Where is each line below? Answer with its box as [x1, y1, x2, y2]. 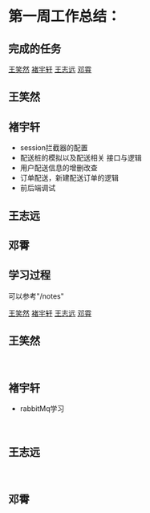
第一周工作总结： [8, 7, 122, 26]
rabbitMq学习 [19, 404, 65, 413]
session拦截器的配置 [19, 143, 88, 153]
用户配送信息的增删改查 [19, 163, 98, 173]
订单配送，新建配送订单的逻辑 [19, 173, 119, 183]
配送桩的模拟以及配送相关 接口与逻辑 [19, 153, 142, 163]
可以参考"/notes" [8, 291, 64, 301]
